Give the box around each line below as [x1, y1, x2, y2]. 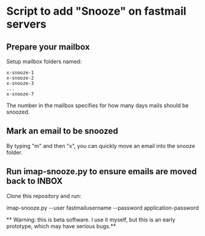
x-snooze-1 [6, 70, 34, 76]
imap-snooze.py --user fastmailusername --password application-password [6, 204, 199, 212]
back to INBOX [6, 176, 63, 186]
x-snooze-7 [6, 91, 34, 97]
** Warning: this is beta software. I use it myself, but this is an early [6, 216, 176, 223]
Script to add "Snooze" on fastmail [6, 4, 187, 18]
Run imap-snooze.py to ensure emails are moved [6, 166, 197, 177]
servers [6, 17, 47, 31]
